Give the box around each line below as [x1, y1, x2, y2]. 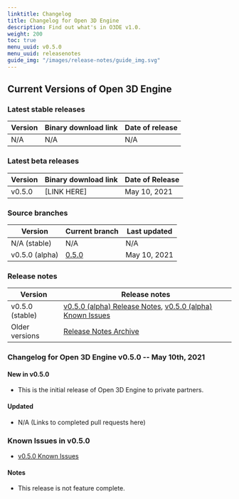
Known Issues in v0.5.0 [7, 436, 90, 446]
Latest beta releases [7, 156, 80, 166]
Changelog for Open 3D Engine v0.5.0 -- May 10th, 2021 [7, 352, 206, 362]
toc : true [7, 37, 37, 44]
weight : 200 [7, 30, 43, 38]
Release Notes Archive [63, 327, 139, 337]
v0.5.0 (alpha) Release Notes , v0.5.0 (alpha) [63, 302, 213, 312]
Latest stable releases [7, 105, 85, 115]
